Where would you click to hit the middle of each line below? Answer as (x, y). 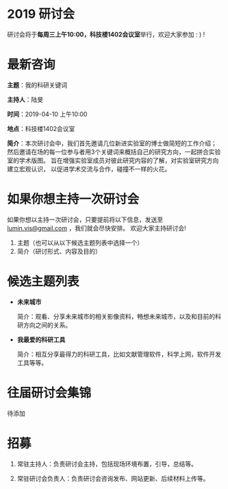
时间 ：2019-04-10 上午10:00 (47, 114)
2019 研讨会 (41, 14)
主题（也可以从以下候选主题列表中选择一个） (80, 242)
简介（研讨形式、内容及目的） (59, 251)
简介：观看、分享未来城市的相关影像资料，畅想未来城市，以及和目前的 (116, 316)
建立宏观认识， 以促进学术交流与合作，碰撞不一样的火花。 (89, 169)
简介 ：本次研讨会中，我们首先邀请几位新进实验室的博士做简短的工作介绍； (112, 143)
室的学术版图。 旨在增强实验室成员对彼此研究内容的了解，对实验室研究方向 (113, 160)
